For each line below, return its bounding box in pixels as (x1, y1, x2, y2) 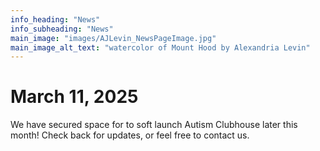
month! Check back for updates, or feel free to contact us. (10, 129, 250, 141)
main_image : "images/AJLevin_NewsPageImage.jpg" (10, 33, 217, 43)
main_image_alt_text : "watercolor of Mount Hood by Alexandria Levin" (10, 42, 311, 53)
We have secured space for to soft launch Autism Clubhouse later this (10, 119, 298, 131)
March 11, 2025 (10, 86, 139, 108)
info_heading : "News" (10, 14, 101, 25)
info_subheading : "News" (10, 24, 114, 34)
